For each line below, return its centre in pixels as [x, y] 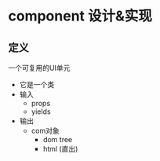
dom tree [58, 139]
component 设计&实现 [80, 16]
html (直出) [60, 149]
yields [41, 112]
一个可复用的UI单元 [39, 68]
